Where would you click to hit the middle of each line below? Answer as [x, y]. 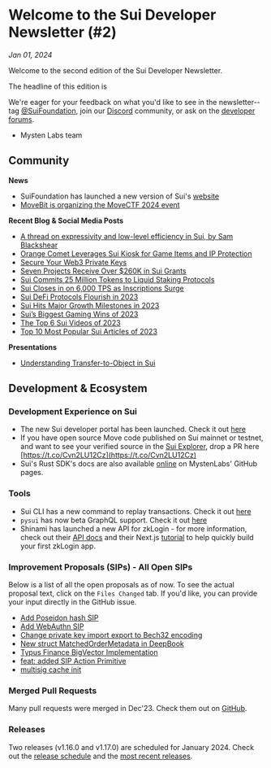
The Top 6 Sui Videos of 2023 [70, 322]
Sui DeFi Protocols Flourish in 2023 [79, 297]
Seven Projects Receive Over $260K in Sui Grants [103, 271]
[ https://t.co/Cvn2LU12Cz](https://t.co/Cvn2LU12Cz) [108, 455]
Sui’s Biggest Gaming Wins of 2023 [79, 314]
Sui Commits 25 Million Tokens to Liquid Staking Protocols [117, 279]
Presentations [33, 347]
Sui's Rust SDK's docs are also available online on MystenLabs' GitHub [139, 464]
